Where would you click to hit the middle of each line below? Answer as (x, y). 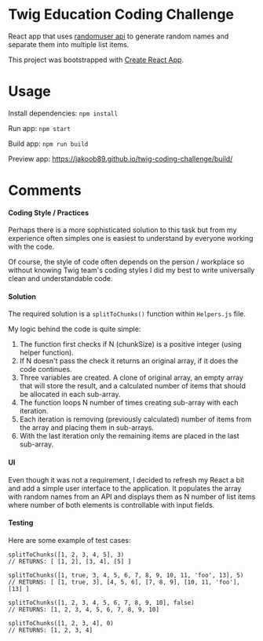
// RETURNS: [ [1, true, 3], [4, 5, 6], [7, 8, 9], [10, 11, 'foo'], (124, 582)
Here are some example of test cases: (69, 540)
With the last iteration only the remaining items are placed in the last (129, 436)
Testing (21, 523)
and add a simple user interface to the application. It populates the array (125, 488)
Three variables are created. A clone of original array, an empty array (131, 377)
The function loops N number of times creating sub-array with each (129, 402)
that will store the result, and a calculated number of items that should (132, 386)
